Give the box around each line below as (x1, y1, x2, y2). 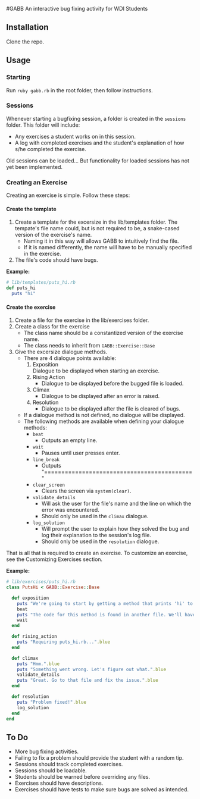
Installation (6, 22, 49, 32)
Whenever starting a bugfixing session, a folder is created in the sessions (6, 115, 186, 122)
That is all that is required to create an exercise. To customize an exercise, (6, 550, 188, 557)
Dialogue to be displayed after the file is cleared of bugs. (41, 405, 180, 412)
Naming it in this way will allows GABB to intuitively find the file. (23, 237, 179, 245)
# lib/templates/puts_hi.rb (6, 280, 76, 286)
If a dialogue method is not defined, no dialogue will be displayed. (23, 412, 185, 419)
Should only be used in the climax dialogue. (41, 513, 149, 520)
